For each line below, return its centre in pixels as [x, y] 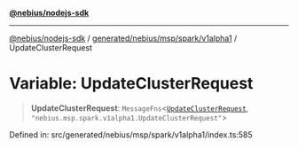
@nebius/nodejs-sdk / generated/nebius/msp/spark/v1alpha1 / [123, 38]
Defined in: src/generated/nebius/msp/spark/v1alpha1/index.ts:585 [131, 134]
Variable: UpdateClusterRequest [131, 84]
